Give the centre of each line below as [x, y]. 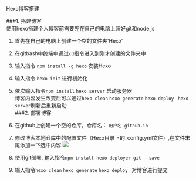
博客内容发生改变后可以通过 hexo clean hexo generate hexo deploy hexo [102, 98]
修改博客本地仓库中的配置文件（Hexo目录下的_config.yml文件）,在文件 [100, 138]
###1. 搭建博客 [24, 21]
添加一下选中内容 [40, 145]
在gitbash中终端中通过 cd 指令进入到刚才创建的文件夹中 [80, 53]
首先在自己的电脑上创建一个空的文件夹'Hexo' [69, 41]
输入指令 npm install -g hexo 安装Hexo [63, 66]
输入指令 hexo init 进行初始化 [51, 78]
